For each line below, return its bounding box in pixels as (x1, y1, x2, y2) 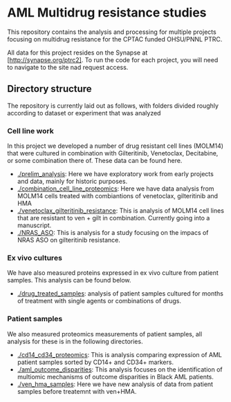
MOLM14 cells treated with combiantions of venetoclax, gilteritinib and (17, 192, 219, 200)
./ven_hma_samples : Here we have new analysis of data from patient (17, 380, 213, 388)
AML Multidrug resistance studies (7, 5, 207, 21)
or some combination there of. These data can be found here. (7, 157, 183, 165)
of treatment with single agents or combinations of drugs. (17, 297, 182, 305)
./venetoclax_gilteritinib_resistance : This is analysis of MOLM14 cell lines (17, 207, 225, 215)
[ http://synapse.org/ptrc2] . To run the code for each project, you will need (7, 55, 219, 64)
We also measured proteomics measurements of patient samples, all (7, 329, 203, 338)
